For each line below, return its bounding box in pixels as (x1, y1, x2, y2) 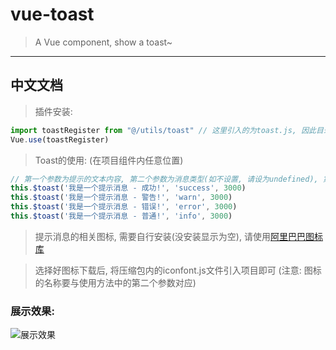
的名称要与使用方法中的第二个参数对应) (34, 276, 197, 288)
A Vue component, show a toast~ (34, 36, 173, 48)
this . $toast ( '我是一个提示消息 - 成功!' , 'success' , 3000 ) (10, 183, 247, 193)
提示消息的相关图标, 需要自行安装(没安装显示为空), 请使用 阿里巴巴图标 (34, 230, 323, 242)
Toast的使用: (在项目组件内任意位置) (34, 154, 184, 166)
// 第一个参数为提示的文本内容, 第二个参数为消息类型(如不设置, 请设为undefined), (10, 174, 319, 184)
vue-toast (10, 3, 95, 26)
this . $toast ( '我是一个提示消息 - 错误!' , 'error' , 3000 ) (10, 202, 238, 212)
